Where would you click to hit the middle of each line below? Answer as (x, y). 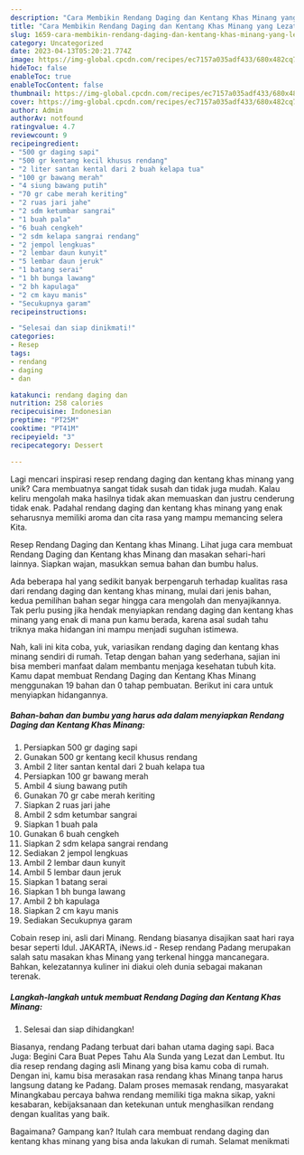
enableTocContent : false (57, 85)
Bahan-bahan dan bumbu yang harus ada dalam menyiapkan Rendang (147, 716)
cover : (23, 102)
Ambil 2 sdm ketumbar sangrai (80, 815)
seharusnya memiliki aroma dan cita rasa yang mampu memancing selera (147, 517)
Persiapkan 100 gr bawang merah (86, 776)
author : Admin (37, 110)
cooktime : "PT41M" (45, 428)
